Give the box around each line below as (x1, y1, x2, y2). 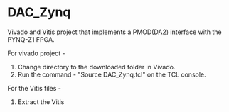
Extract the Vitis (17, 97, 65, 106)
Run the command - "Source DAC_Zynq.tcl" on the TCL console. (17, 70, 206, 79)
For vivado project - (7, 49, 65, 57)
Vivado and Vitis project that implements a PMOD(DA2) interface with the (7, 28, 222, 36)
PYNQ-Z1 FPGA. (7, 35, 55, 43)
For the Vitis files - (7, 84, 62, 92)
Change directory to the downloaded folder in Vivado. (17, 62, 176, 71)
